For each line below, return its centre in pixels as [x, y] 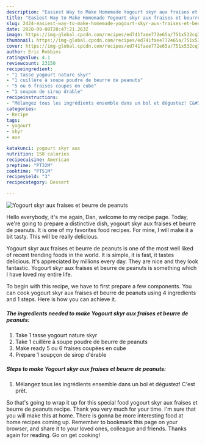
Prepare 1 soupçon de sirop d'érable [61, 354]
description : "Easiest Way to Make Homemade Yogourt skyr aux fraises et [102, 12]
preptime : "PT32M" [30, 165]
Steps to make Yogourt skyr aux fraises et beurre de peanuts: [86, 368]
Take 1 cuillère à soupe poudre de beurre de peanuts [81, 342]
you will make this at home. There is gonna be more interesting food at [95, 415]
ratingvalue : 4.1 [28, 58]
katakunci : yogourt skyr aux [43, 148]
